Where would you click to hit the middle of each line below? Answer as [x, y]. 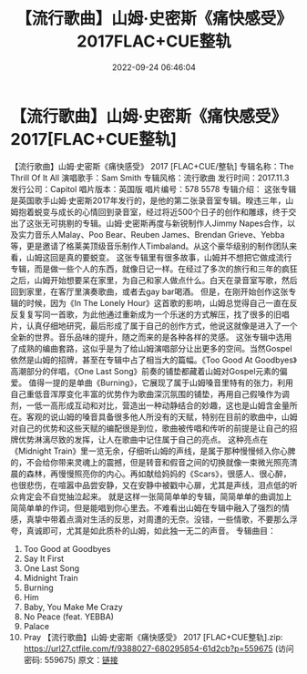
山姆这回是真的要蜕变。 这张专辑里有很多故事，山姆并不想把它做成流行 [159, 257]
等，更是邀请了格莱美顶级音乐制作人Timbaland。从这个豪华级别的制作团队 [150, 246]
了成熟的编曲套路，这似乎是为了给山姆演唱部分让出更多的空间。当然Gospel [151, 348]
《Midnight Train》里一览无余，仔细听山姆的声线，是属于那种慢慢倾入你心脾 [153, 451]
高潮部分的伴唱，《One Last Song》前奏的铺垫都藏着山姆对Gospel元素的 [145, 371]
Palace [36, 626]
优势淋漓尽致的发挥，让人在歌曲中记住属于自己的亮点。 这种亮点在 [143, 439]
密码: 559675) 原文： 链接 [71, 659]
